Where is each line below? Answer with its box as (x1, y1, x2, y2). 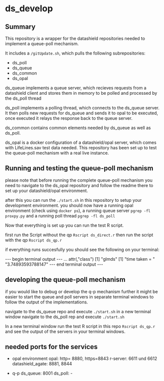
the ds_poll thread (5, 95, 42, 101)
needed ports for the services (5, 343, 98, 351)
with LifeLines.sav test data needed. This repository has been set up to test (5, 145, 157, 150)
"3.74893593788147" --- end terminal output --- (5, 261, 103, 267)
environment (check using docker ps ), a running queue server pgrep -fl (5, 207, 151, 214)
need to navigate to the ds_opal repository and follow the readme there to (5, 182, 153, 188)
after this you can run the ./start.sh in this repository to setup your (5, 197, 142, 203)
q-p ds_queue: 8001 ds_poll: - (12, 370, 73, 376)
